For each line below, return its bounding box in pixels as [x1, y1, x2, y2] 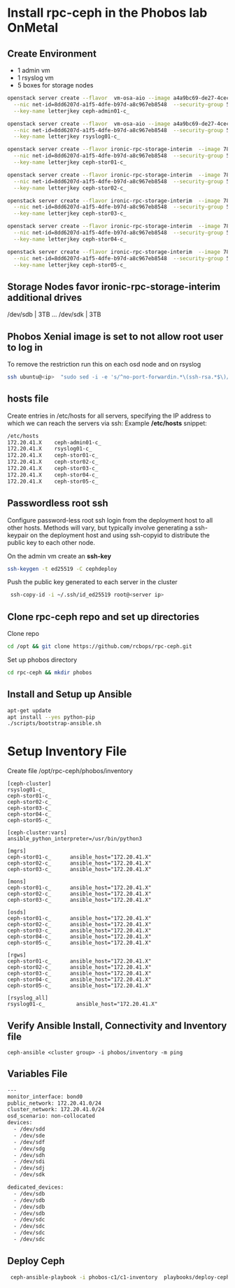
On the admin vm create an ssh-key [7, 551, 112, 560]
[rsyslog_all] [7, 995, 49, 1002]
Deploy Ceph [7, 1255, 65, 1267]
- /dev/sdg [13, 1145, 45, 1152]
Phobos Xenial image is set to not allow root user [7, 330, 224, 342]
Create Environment [7, 48, 97, 59]
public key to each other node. [7, 538, 96, 546]
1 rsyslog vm [17, 73, 54, 82]
